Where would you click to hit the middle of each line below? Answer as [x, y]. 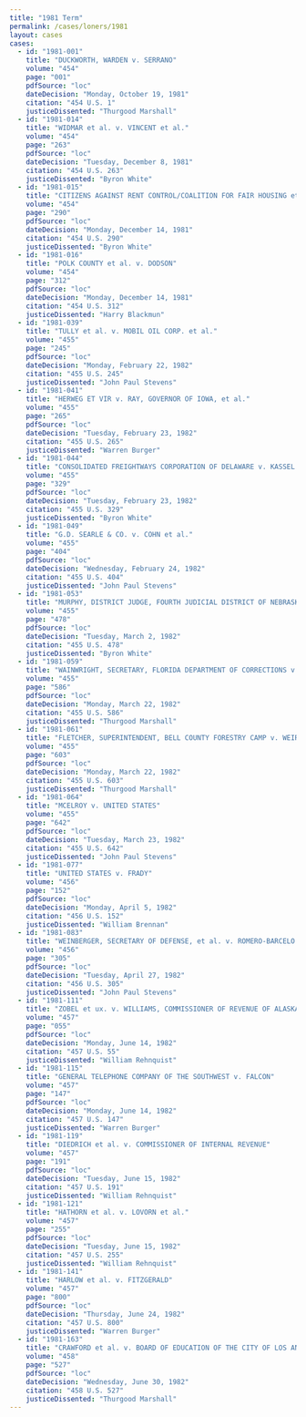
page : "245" [48, 348]
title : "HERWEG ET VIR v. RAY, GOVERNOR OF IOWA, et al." [138, 399]
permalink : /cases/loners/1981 [69, 26]
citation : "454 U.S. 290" [75, 238]
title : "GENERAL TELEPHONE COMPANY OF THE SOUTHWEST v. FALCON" [150, 1077]
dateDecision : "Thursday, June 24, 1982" [105, 1314]
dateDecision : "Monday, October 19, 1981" [107, 94]
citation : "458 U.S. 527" [75, 1391]
